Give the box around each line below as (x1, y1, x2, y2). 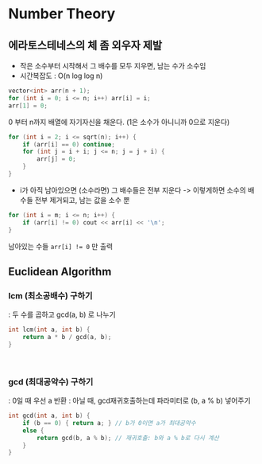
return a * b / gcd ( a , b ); (22, 333, 112, 341)
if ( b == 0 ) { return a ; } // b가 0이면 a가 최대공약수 (22, 419, 196, 427)
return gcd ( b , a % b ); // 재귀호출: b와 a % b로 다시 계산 (37, 434, 220, 442)
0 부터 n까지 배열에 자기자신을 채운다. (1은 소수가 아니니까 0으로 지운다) (8, 117, 230, 127)
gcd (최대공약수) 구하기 (8, 376, 94, 387)
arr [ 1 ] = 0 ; (8, 101, 48, 110)
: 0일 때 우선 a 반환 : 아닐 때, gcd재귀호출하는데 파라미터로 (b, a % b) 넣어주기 (8, 396, 252, 406)
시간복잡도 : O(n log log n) (19, 71, 103, 80)
